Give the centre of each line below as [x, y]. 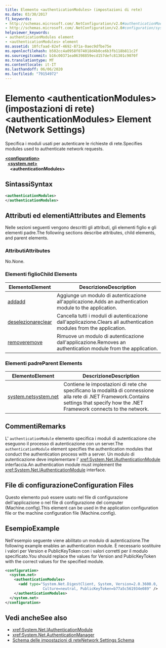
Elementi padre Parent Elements [44, 363]
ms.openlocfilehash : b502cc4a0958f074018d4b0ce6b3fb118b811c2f [72, 51]
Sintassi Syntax [29, 184]
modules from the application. [91, 328]
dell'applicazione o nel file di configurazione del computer [64, 502]
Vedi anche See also [36, 618]
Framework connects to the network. [106, 409]
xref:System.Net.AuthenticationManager [53, 635]
